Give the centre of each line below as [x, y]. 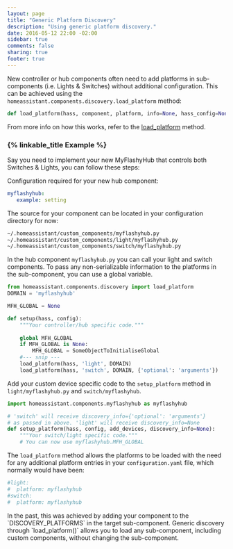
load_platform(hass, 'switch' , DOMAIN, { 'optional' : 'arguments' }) [119, 370]
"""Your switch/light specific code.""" [79, 436]
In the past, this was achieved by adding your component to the [98, 516]
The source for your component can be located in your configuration [105, 213]
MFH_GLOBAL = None [34, 306]
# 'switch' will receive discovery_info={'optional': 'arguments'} [107, 416]
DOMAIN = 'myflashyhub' [42, 294]
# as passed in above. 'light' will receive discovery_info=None [103, 423]
